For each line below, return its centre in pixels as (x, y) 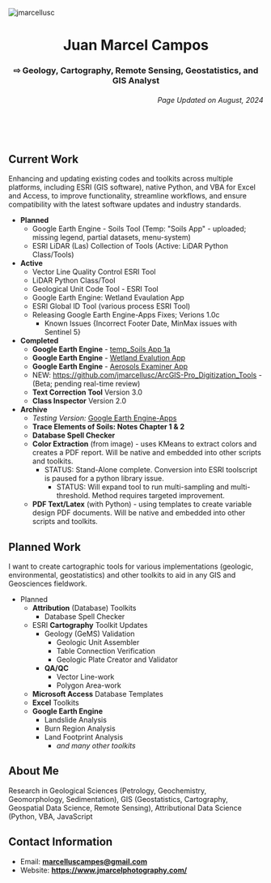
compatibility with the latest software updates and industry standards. (125, 205)
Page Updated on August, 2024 (210, 100)
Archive (34, 410)
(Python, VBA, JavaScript (51, 816)
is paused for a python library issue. (104, 479)
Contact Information (61, 842)
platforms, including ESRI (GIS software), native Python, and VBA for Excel (132, 187)
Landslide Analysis (76, 719)
